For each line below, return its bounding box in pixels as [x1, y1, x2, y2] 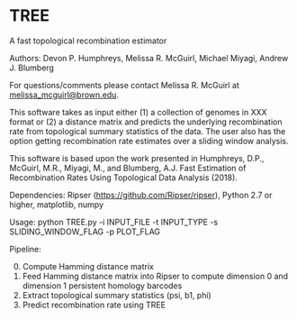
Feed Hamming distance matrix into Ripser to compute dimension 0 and [22, 270, 289, 281]
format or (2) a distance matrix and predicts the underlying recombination [9, 116, 283, 127]
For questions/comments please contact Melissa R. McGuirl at [9, 79, 240, 90]
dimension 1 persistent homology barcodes [22, 280, 183, 291]
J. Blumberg [9, 62, 54, 73]
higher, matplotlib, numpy [9, 199, 104, 210]
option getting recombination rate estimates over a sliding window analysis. [9, 135, 289, 146]
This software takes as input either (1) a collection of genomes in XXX [9, 106, 267, 117]
